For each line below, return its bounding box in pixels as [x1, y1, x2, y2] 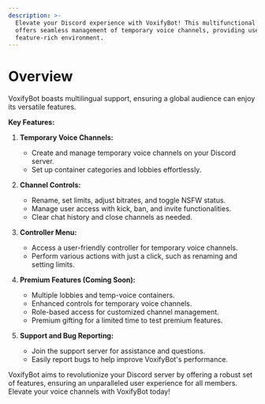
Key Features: [8, 118, 55, 127]
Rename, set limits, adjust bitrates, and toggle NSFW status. [31, 195, 226, 206]
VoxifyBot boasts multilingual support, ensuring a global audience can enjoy [8, 94, 256, 104]
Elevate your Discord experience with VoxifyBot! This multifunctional [15, 19, 256, 27]
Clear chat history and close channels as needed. [31, 213, 193, 222]
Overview [8, 68, 73, 85]
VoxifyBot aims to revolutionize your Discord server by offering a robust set [8, 370, 253, 379]
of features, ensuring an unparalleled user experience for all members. [8, 379, 238, 388]
